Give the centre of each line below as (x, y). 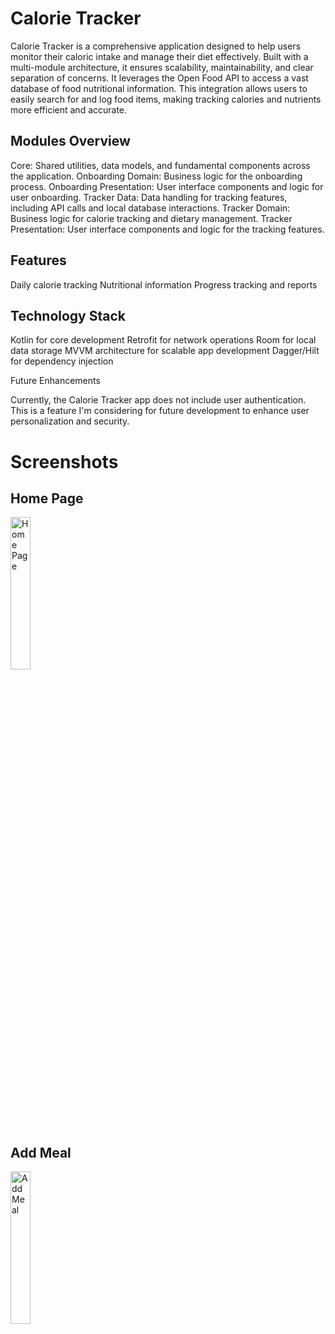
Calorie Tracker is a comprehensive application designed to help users (156, 46)
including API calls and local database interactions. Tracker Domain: (150, 208)
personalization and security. (70, 421)
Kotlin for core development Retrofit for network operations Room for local (163, 340)
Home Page (47, 498)
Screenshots (64, 461)
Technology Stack (68, 315)
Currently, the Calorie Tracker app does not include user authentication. (158, 400)
